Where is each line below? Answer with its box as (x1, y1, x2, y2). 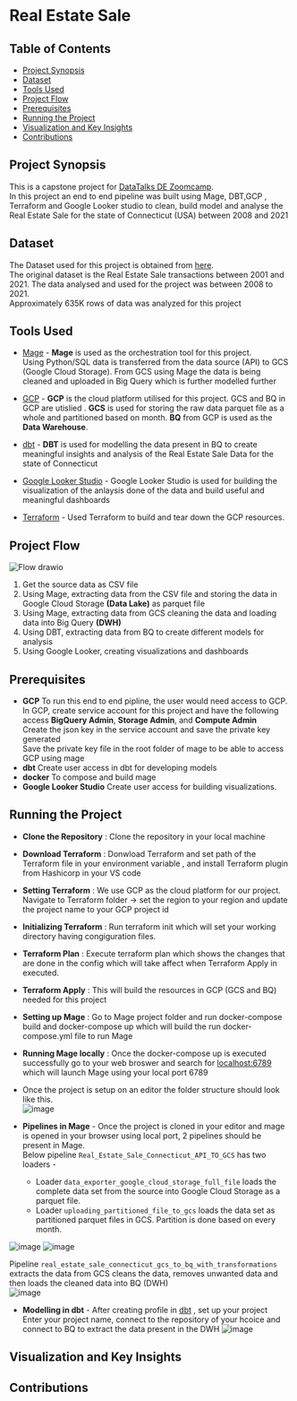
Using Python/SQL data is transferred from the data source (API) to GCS (21, 357, 289, 368)
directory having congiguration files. (21, 930, 157, 941)
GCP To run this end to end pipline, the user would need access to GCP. (21, 696, 288, 706)
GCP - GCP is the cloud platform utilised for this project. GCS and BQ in (21, 393, 286, 404)
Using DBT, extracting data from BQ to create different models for (21, 627, 265, 637)
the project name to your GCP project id (21, 904, 170, 914)
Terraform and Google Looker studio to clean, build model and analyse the (9, 200, 284, 211)
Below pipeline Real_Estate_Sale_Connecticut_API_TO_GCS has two (21, 1149, 267, 1160)
